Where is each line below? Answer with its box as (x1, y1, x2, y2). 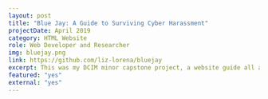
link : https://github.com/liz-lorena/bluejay (8, 57, 162, 65)
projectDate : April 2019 (8, 26, 91, 34)
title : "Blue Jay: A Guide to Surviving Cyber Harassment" (8, 19, 209, 27)
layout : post (8, 11, 52, 20)
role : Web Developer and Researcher (8, 42, 130, 49)
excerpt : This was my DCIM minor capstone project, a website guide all (8, 64, 255, 72)
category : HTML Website (8, 34, 88, 42)
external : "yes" (8, 78, 62, 86)
